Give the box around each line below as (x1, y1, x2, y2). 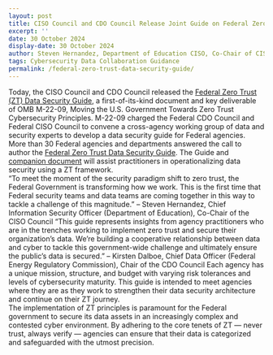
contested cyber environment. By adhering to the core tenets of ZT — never (8, 320, 262, 330)
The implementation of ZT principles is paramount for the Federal (8, 302, 227, 313)
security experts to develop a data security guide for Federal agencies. (8, 130, 246, 140)
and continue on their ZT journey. (8, 294, 120, 304)
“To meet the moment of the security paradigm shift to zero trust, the (8, 173, 240, 183)
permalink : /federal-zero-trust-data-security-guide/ (8, 65, 195, 73)
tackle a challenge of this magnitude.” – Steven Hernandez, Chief (8, 199, 227, 209)
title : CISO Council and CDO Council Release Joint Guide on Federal (8, 19, 249, 28)
